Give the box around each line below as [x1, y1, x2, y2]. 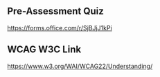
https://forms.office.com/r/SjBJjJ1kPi [7, 23, 112, 32]
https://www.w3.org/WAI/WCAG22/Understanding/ [7, 62, 153, 70]
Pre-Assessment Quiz [7, 5, 104, 17]
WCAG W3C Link [7, 44, 82, 56]
